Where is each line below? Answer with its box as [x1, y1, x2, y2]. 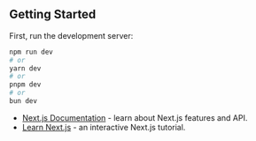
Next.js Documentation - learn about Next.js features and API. [21, 112, 248, 122]
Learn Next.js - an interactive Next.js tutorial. [21, 122, 186, 132]
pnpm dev [9, 80, 42, 89]
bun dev [9, 97, 38, 106]
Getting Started [9, 7, 97, 22]
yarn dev [9, 63, 42, 73]
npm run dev [9, 48, 53, 56]
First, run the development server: [9, 30, 134, 41]
